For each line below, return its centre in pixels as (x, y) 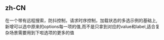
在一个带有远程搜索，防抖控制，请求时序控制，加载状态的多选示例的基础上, (81, 20)
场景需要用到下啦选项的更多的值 (42, 32)
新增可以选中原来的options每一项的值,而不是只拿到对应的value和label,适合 (80, 26)
